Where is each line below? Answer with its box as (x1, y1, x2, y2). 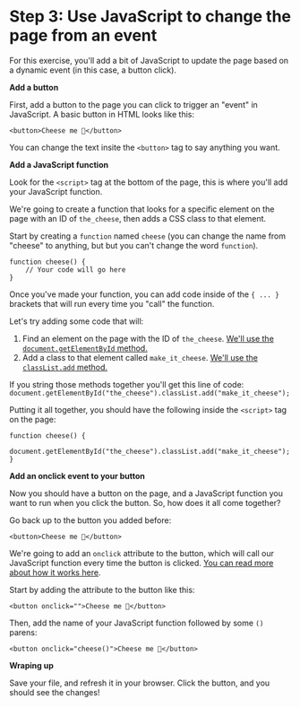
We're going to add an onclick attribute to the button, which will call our (9, 547, 275, 558)
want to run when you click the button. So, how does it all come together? (9, 497, 281, 508)
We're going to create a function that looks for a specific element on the (9, 204, 275, 214)
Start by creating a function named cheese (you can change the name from (9, 231, 287, 241)
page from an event (9, 25, 158, 46)
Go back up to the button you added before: (9, 514, 172, 526)
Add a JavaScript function (9, 159, 109, 170)
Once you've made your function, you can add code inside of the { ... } (9, 289, 279, 300)
